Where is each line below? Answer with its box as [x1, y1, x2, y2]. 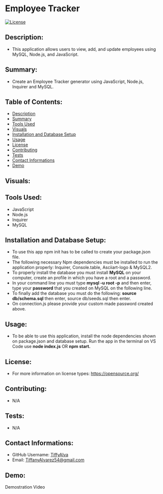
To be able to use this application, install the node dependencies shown [12, 333, 156, 339]
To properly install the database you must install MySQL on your [12, 269, 141, 276]
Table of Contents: [5, 98, 63, 106]
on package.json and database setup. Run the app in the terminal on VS [12, 338, 156, 344]
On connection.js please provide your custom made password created [12, 301, 153, 307]
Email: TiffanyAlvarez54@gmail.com [12, 457, 85, 463]
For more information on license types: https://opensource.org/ [12, 370, 139, 376]
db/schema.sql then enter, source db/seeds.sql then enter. [12, 296, 131, 302]
